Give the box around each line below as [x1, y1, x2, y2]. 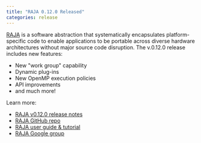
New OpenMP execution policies [14, 75, 96, 82]
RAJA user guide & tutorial [14, 123, 81, 130]
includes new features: [6, 50, 63, 57]
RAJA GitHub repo [14, 117, 61, 124]
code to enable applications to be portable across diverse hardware [27, 37, 196, 44]
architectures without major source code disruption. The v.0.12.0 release [6, 43, 185, 51]
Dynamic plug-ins [14, 68, 59, 75]
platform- [166, 31, 190, 38]
